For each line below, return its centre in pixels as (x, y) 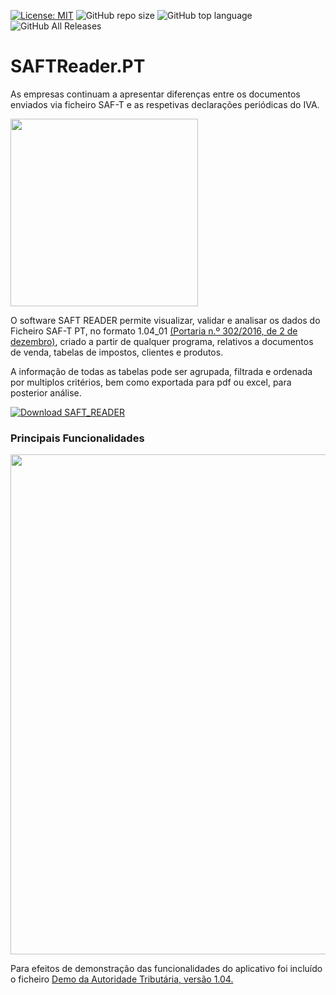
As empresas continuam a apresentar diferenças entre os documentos (155, 94)
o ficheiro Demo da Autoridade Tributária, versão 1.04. (122, 979)
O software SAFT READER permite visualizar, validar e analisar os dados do (165, 320)
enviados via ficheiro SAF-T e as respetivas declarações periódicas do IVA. (165, 104)
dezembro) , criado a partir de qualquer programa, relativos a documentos (162, 341)
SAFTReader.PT (78, 66)
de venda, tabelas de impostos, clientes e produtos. (117, 352)
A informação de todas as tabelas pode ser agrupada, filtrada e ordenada (161, 371)
